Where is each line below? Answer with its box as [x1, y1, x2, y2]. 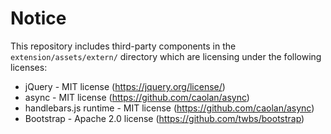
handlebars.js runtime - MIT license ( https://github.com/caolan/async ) [24, 102, 315, 114]
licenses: [10, 61, 48, 73]
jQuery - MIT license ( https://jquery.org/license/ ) [24, 80, 226, 92]
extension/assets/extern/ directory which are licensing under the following [10, 50, 322, 62]
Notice [10, 7, 67, 30]
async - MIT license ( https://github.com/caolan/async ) [24, 91, 250, 103]
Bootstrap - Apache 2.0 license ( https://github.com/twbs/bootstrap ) [24, 112, 305, 124]
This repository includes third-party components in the [10, 40, 237, 52]
